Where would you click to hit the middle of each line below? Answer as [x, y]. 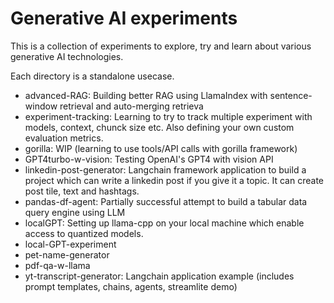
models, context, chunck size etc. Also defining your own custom [159, 127]
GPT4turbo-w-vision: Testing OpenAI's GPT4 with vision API [149, 159]
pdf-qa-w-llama [57, 265]
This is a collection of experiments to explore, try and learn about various [161, 46]
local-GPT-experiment [70, 244]
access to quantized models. [84, 233]
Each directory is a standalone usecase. [92, 76]
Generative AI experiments [124, 18]
